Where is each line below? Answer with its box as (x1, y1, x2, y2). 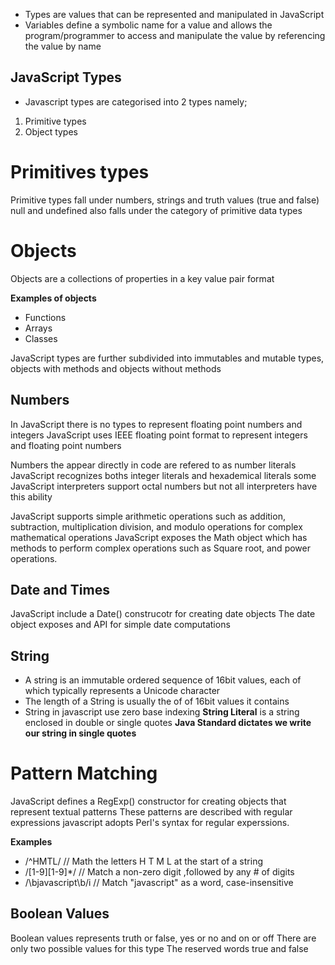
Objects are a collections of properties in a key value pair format (10, 272, 275, 284)
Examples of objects (10, 292, 97, 304)
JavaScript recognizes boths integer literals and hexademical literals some (10, 469, 317, 481)
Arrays (24, 322, 53, 334)
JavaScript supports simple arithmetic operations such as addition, (10, 510, 286, 522)
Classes (24, 332, 58, 344)
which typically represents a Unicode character (24, 685, 221, 697)
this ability (10, 490, 53, 503)
